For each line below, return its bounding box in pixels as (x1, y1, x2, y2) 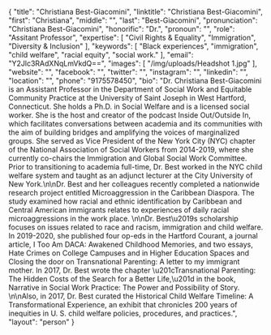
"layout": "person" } (8, 317, 75, 327)
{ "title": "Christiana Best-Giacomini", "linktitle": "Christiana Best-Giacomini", (8, 7, 264, 16)
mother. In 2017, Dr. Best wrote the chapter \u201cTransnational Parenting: (8, 265, 256, 275)
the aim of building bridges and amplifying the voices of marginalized (8, 127, 240, 137)
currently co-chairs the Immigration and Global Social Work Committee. (8, 153, 247, 163)
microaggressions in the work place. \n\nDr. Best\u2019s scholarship (8, 214, 239, 223)
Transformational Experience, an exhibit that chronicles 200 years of (8, 300, 238, 309)
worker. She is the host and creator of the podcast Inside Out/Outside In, (8, 110, 252, 120)
